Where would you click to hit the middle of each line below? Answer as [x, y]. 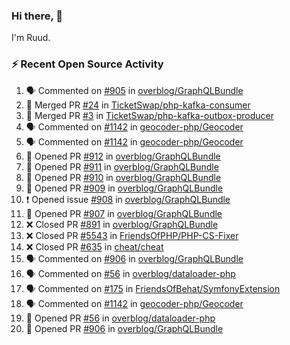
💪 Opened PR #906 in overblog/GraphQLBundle [124, 328]
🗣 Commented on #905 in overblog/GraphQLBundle [134, 90]
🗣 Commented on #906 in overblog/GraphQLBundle [134, 258]
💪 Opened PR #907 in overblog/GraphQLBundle [124, 213]
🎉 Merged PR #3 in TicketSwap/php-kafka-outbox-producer [149, 115]
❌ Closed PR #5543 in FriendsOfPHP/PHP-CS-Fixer [132, 235]
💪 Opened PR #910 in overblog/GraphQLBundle [123, 177]
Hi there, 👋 [37, 16]
